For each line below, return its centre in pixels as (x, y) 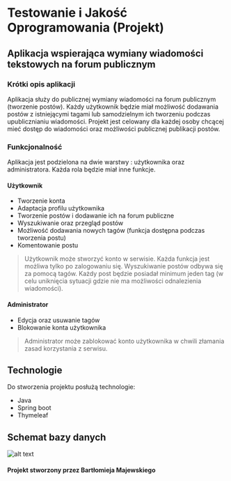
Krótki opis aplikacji (41, 84)
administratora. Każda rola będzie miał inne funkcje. (81, 169)
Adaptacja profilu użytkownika (61, 208)
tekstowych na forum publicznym (81, 64)
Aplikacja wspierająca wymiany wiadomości (105, 53)
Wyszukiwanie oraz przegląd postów (70, 223)
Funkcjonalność (35, 146)
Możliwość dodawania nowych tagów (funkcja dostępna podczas (111, 231)
